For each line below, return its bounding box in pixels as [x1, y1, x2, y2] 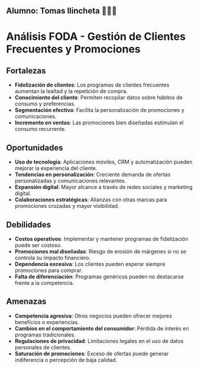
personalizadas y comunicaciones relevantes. [14, 177, 126, 184]
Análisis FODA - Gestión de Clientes [6, 30, 186, 43]
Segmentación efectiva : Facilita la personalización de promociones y [14, 107, 185, 114]
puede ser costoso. [14, 242, 62, 249]
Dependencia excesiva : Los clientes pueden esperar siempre [14, 261, 165, 268]
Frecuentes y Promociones [6, 42, 141, 56]
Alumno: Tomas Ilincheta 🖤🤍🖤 [6, 6, 117, 16]
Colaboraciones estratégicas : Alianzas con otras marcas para [14, 196, 167, 203]
